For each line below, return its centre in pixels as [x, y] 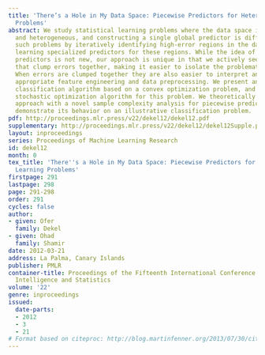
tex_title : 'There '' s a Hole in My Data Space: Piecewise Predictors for [132, 163]
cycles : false [32, 206]
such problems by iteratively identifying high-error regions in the [132, 45]
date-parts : [35, 309]
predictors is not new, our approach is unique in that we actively [130, 60]
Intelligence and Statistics [63, 280]
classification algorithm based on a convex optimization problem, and [136, 89]
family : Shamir [40, 244]
